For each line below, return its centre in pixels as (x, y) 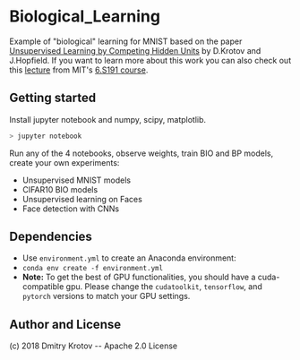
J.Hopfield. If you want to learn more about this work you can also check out (150, 60)
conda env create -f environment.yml (93, 269)
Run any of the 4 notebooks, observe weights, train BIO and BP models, (141, 153)
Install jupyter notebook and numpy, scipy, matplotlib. (108, 119)
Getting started (53, 98)
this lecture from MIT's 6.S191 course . (79, 70)
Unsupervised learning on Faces (82, 199)
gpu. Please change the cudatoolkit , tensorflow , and (164, 287)
